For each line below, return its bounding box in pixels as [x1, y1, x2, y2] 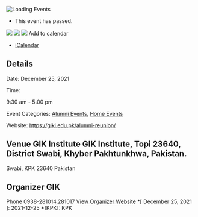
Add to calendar [28, 30, 69, 37]
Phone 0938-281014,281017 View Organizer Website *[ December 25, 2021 [6, 198, 193, 205]
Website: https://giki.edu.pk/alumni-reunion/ [6, 121, 116, 129]
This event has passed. [14, 17, 73, 24]
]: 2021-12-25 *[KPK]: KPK [6, 204, 72, 212]
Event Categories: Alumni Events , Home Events [6, 110, 123, 117]
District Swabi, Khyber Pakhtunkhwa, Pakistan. [6, 148, 187, 159]
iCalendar [14, 42, 39, 48]
